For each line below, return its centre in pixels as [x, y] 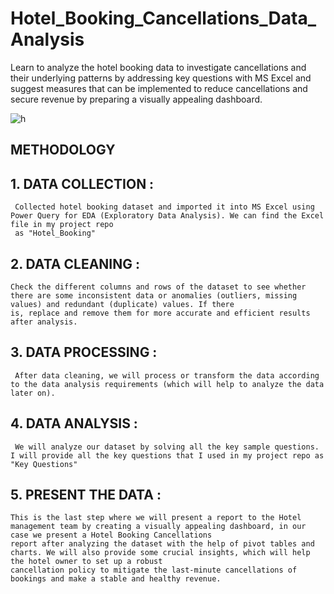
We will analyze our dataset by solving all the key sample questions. [167, 447]
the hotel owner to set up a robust [86, 562]
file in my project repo [62, 225]
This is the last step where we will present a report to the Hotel [156, 518]
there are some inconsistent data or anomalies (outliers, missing [154, 295]
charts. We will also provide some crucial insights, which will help [160, 553]
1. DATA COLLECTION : [82, 183]
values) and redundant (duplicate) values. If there [122, 304]
